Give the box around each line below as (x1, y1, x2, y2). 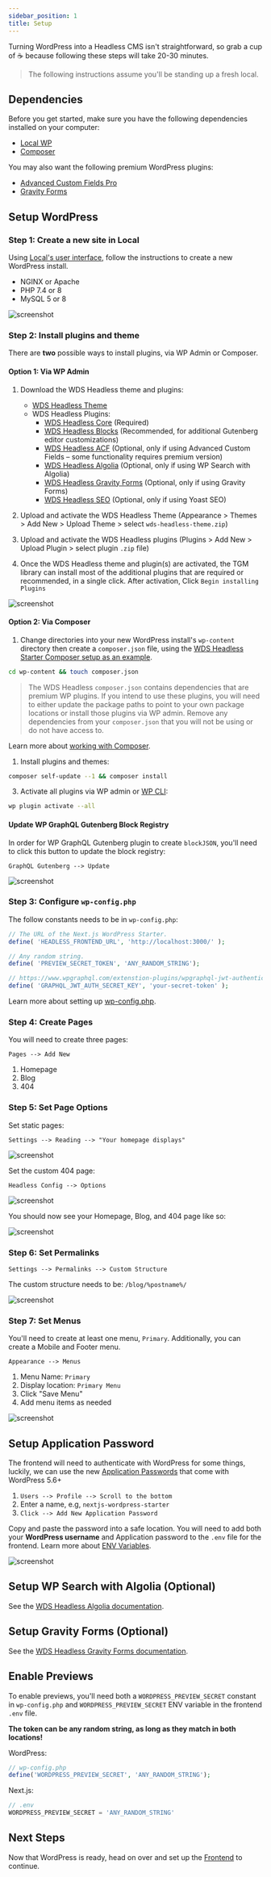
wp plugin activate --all (8, 802, 95, 811)
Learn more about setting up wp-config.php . (8, 996, 156, 1006)
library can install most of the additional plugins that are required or (19, 567, 244, 577)
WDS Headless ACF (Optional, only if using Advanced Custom (44, 443, 251, 453)
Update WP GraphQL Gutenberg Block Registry (8, 819, 169, 829)
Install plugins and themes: (19, 756, 110, 766)
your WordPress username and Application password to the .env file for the (8, 1532, 262, 1542)
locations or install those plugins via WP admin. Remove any (27, 708, 228, 718)
